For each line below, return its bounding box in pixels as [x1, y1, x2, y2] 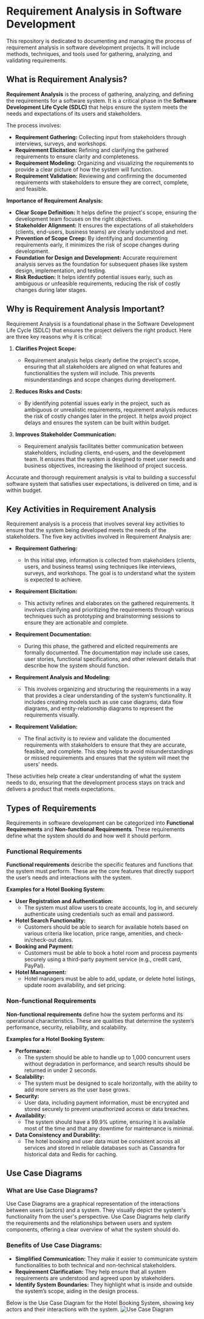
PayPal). [24, 962, 46, 969]
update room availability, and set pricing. [24, 981, 126, 989]
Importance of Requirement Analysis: [6, 196, 103, 204]
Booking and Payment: [15, 943, 74, 950]
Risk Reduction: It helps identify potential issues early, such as [15, 273, 173, 280]
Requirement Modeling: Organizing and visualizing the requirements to [15, 159, 194, 167]
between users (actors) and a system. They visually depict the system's [6, 1206, 186, 1214]
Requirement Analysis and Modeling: [15, 674, 111, 681]
